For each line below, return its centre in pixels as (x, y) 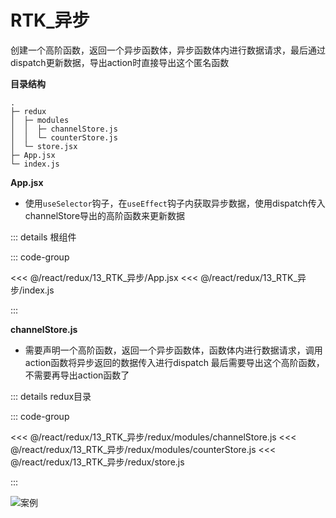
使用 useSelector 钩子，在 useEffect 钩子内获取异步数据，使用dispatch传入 (175, 203)
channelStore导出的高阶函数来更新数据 (105, 215)
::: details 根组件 (43, 237)
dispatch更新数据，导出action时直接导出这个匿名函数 (120, 62)
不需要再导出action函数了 (77, 375)
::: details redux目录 (51, 396)
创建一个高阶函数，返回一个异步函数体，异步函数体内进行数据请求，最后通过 (168, 50)
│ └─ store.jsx (44, 146)
